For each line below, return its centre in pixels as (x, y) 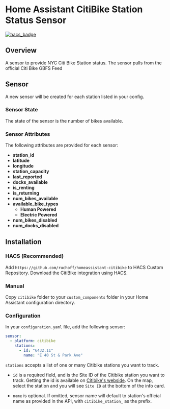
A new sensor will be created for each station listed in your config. (75, 97)
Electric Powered (39, 215)
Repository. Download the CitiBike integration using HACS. (67, 273)
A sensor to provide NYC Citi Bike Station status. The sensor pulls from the (83, 63)
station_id (23, 155)
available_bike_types (35, 204)
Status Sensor (36, 20)
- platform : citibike (33, 341)
